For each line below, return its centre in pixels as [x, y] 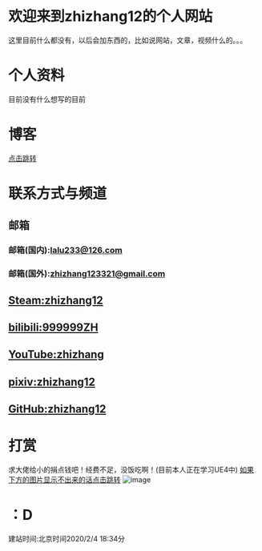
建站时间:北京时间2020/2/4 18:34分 [67, 539]
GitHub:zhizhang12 [57, 409]
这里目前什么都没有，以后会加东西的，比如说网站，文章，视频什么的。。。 [127, 40]
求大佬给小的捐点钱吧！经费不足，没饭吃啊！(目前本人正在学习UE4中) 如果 [131, 470]
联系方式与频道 [58, 194]
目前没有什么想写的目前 [47, 99]
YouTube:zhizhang [56, 354]
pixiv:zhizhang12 [52, 382]
